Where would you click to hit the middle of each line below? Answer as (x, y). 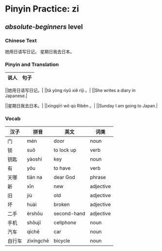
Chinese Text (21, 41)
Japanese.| (16, 96)
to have (62, 168)
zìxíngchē (38, 241)
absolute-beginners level (44, 27)
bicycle (62, 241)
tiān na (35, 177)
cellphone (65, 222)
